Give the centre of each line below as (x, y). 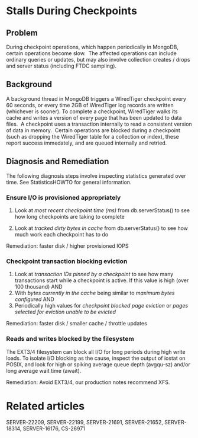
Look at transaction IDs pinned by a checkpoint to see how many (94, 274)
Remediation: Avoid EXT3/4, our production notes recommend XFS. (88, 382)
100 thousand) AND (39, 287)
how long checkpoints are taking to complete (70, 216)
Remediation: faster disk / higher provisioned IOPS (67, 246)
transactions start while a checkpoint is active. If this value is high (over (102, 280)
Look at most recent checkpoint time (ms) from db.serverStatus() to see (102, 210)
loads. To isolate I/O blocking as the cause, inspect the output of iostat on (96, 358)
